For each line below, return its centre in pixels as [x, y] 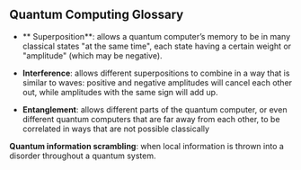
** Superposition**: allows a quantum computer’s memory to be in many [156, 36]
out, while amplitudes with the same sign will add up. [120, 92]
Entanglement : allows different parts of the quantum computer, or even [155, 109]
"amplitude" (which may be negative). [93, 55]
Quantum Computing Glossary [97, 15]
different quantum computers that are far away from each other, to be [151, 119]
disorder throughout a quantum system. [83, 156]
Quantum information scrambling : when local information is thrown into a [147, 146]
